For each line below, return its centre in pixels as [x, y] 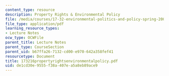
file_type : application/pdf [35, 24]
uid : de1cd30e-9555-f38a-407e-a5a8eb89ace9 [52, 65]
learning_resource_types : [32, 28]
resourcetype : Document [30, 56]
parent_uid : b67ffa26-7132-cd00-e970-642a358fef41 [59, 51]
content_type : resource [30, 10]
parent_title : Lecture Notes [36, 42]
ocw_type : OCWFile [24, 38]
